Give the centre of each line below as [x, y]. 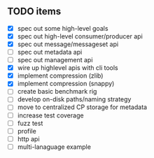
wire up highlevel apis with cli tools [68, 68]
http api [28, 138]
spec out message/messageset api [68, 44]
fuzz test [30, 123]
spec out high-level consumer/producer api [80, 36]
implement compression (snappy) [66, 84]
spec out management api [55, 60]
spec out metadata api [50, 52]
